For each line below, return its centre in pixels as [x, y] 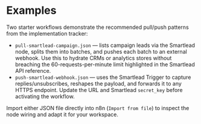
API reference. [33, 70]
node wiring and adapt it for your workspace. [62, 114]
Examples [31, 11]
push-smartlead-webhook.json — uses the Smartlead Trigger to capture [103, 77]
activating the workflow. [45, 96]
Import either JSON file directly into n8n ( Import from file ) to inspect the [98, 108]
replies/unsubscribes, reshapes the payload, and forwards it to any [98, 83]
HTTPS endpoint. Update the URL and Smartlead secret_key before [99, 90]
